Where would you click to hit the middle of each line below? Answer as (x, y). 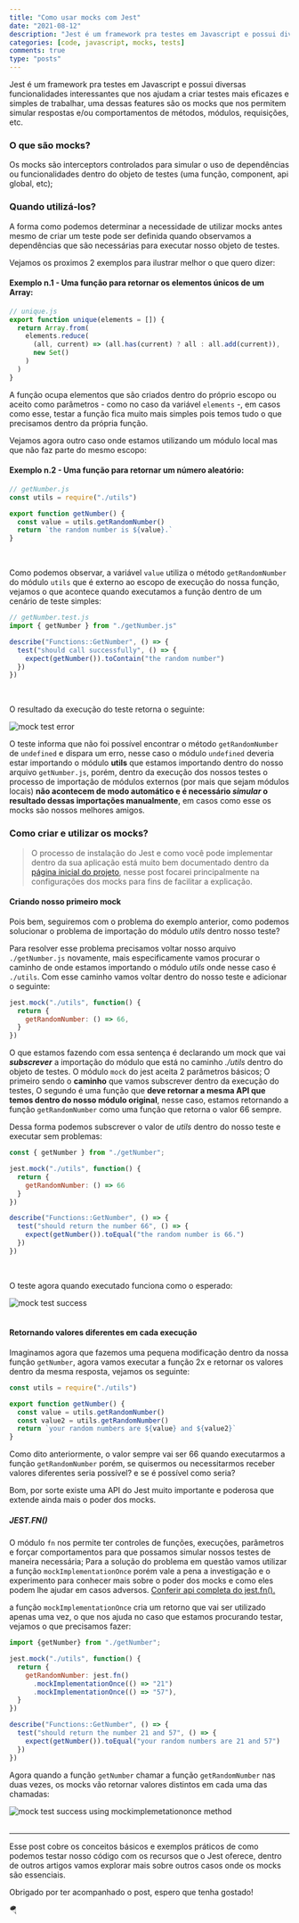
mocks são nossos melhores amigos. (77, 810)
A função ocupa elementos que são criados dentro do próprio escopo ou (143, 394)
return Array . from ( (53, 328)
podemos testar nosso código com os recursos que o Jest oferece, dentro (145, 1855)
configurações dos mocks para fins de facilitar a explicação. (142, 881)
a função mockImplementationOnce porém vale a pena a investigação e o (140, 1572)
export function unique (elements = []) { (87, 319)
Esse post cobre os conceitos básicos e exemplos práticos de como (134, 1846)
